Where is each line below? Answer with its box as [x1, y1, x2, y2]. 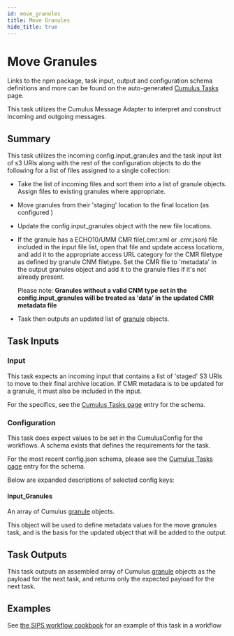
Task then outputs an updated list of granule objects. [17, 314, 170, 323]
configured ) [17, 208, 54, 217]
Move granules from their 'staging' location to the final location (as [17, 201, 210, 209]
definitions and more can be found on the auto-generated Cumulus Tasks [7, 84, 219, 92]
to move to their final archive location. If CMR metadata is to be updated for [7, 379, 224, 387]
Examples [7, 602, 51, 614]
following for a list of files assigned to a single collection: [7, 166, 170, 175]
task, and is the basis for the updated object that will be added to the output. [7, 528, 227, 537]
